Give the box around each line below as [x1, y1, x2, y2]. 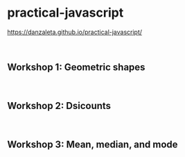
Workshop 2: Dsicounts [7, 100, 112, 112]
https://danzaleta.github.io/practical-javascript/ [7, 28, 143, 36]
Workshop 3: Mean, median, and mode [7, 138, 178, 150]
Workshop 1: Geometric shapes [7, 61, 146, 74]
